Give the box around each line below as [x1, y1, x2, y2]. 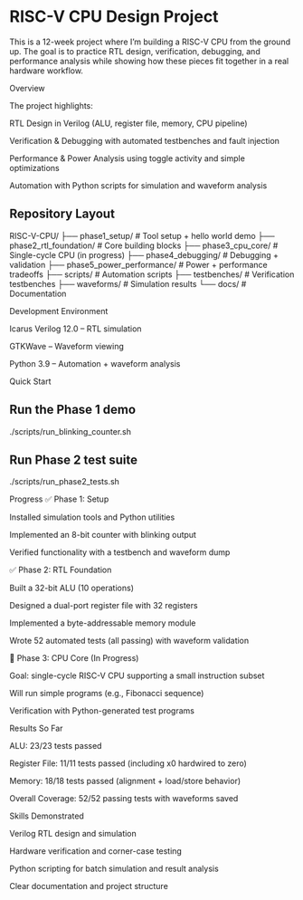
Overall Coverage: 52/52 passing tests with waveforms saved [9, 793, 239, 804]
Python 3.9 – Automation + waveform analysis [9, 358, 181, 369]
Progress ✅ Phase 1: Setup [9, 493, 109, 504]
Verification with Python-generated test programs [9, 705, 194, 716]
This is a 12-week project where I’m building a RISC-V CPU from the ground [9, 36, 291, 47]
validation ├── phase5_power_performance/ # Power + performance [9, 259, 269, 270]
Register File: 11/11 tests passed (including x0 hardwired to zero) [9, 758, 247, 769]
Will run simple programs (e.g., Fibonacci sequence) [9, 688, 204, 699]
